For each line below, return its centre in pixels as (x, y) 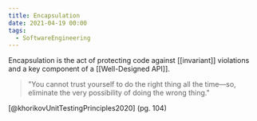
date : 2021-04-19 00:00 (48, 23)
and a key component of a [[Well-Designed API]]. (89, 69)
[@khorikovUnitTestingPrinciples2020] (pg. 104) (88, 108)
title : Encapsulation (44, 16)
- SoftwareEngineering (53, 38)
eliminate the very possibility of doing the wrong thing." (119, 93)
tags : (17, 30)
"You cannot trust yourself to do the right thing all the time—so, (132, 84)
